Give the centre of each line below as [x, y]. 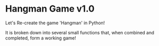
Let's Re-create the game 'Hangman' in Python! [55, 23]
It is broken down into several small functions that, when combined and [80, 32]
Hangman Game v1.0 [50, 9]
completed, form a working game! [41, 38]
